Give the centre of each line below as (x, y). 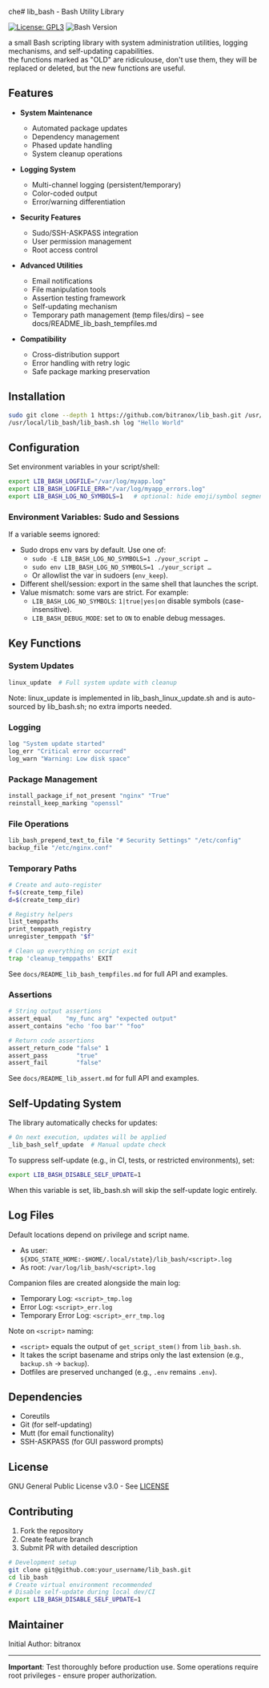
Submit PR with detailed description (79, 1547)
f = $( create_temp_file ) (46, 892)
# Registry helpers (41, 914)
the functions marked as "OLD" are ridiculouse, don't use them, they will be (133, 60)
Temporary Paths (43, 868)
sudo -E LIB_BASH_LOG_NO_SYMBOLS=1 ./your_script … (120, 559)
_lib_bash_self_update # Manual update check (87, 1145)
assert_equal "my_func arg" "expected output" (93, 1019)
